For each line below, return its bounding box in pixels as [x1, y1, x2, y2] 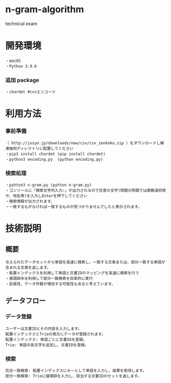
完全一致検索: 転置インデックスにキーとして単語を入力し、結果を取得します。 [5, 368, 147, 373]
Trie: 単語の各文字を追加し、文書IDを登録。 [5, 342, 89, 348]
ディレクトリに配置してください [16, 146, 74, 151]
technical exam [5, 20, 37, 27]
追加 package [5, 76, 39, 83]
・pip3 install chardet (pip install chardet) [5, 151, 106, 157]
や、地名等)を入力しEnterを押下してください [5, 193, 88, 198]
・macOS [5, 58, 21, 63]
